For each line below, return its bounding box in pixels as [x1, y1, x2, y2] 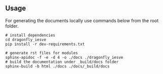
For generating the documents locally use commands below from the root [5, 17, 159, 23]
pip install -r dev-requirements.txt [5, 42, 85, 47]
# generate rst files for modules [5, 50, 78, 55]
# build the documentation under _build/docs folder [5, 59, 119, 64]
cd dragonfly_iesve [5, 37, 47, 42]
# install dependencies [5, 32, 56, 38]
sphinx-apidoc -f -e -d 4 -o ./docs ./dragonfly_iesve [5, 55, 124, 60]
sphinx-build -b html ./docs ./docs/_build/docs [5, 63, 110, 69]
